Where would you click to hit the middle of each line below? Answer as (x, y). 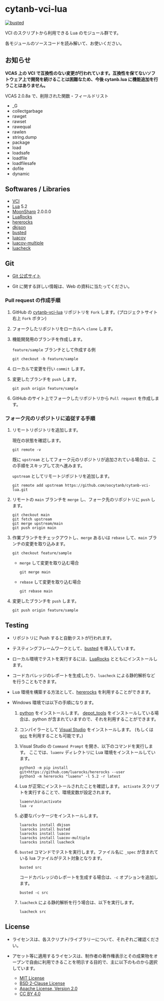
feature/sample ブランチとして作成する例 (54, 349)
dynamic (21, 174)
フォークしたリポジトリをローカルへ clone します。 (64, 329)
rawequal (22, 126)
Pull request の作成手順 (33, 300)
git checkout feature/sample (42, 553)
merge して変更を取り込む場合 (49, 563)
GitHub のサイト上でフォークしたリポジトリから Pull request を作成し (83, 398)
